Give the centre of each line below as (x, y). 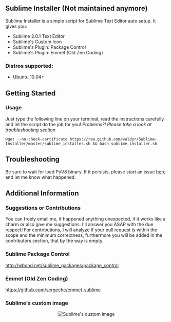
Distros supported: (30, 66)
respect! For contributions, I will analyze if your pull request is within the (81, 230)
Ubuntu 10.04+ (28, 77)
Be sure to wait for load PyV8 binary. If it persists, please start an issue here (85, 172)
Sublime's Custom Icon (37, 42)
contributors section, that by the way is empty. (54, 241)
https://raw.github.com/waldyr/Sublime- (113, 139)
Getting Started (31, 93)
